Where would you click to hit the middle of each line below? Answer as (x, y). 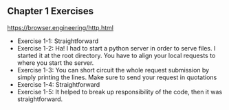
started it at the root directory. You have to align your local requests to (116, 55)
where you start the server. (55, 63)
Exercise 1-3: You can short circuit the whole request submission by (113, 70)
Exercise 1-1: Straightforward (58, 41)
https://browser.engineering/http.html (60, 27)
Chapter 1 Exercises (51, 11)
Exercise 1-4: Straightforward (58, 84)
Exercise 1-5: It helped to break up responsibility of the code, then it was (119, 92)
